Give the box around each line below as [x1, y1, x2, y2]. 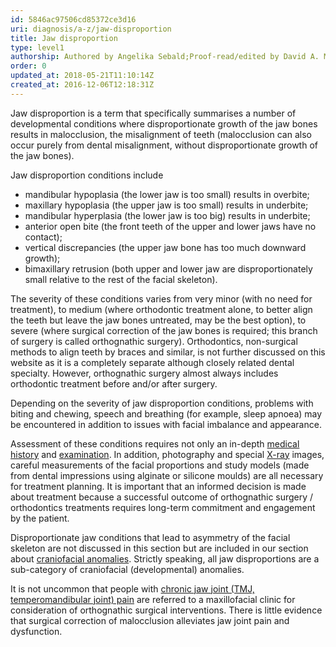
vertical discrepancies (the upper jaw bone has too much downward [24, 241, 307, 253]
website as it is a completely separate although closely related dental [10, 356, 295, 368]
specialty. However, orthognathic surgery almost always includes [10, 367, 279, 379]
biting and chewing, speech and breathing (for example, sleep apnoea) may [10, 407, 323, 420]
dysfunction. [10, 625, 63, 637]
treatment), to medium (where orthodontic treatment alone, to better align [10, 303, 313, 315]
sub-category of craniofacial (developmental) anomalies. [10, 563, 245, 575]
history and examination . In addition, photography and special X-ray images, [10, 448, 325, 460]
